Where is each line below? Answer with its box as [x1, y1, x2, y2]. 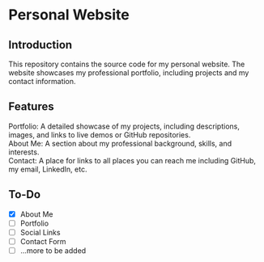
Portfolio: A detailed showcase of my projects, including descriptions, [8, 121, 241, 131]
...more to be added [19, 245, 87, 256]
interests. [8, 147, 40, 157]
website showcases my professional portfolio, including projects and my [8, 68, 249, 78]
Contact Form [19, 236, 66, 246]
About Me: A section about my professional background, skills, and [8, 138, 232, 148]
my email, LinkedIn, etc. [8, 164, 87, 174]
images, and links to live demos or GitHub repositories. [8, 129, 191, 139]
